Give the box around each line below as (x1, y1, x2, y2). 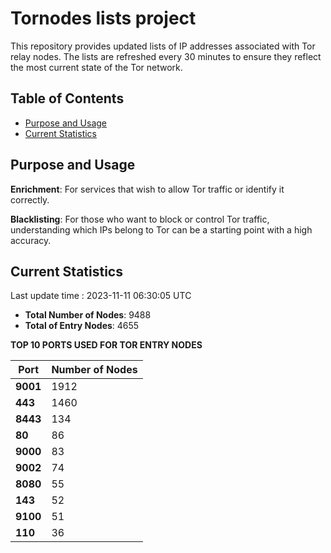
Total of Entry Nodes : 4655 (24, 320, 140, 332)
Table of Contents (10, 90, 125, 107)
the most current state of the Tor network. (10, 61, 183, 73)
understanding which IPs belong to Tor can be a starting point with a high (10, 223, 313, 236)
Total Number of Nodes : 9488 (24, 309, 152, 321)
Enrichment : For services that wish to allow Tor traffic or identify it (10, 183, 285, 195)
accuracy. (10, 234, 52, 246)
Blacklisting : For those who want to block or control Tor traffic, (10, 213, 270, 225)
